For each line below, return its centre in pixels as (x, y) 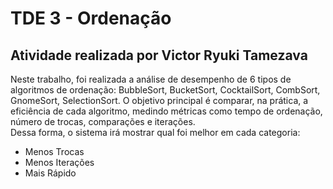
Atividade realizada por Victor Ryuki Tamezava (159, 55)
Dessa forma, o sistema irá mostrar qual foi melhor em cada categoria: (155, 132)
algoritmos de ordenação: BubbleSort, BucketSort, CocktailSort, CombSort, (165, 90)
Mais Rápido (50, 173)
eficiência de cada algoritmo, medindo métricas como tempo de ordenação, (166, 111)
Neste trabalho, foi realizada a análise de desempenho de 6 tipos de (151, 79)
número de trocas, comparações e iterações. (103, 121)
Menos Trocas (54, 151)
